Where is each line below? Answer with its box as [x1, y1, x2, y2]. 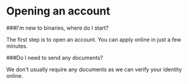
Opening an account [6, 4, 111, 18]
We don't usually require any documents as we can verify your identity [6, 65, 183, 73]
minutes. [6, 42, 28, 50]
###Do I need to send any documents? [6, 54, 103, 61]
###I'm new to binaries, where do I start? [6, 24, 109, 31]
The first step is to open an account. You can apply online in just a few [6, 36, 181, 43]
